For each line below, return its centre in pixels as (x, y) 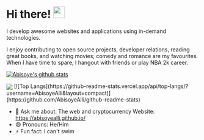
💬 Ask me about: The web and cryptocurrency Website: (85, 112)
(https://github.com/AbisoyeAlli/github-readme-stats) (73, 100)
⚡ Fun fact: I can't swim (45, 131)
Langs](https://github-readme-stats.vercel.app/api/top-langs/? (109, 86)
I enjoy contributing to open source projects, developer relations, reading (98, 50)
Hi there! (29, 14)
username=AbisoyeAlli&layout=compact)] (59, 93)
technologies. (24, 37)
